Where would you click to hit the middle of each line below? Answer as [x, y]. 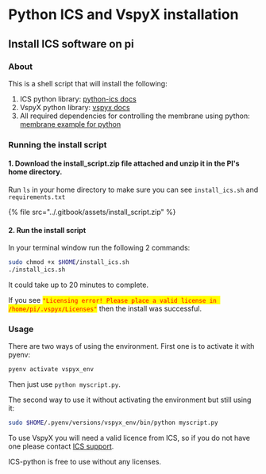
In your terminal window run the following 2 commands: [99, 248]
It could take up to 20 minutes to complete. [79, 285]
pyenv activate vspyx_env [51, 369]
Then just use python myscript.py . [64, 384]
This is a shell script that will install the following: [88, 83]
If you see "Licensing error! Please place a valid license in [112, 300]
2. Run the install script [47, 230]
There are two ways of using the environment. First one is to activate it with [131, 346]
